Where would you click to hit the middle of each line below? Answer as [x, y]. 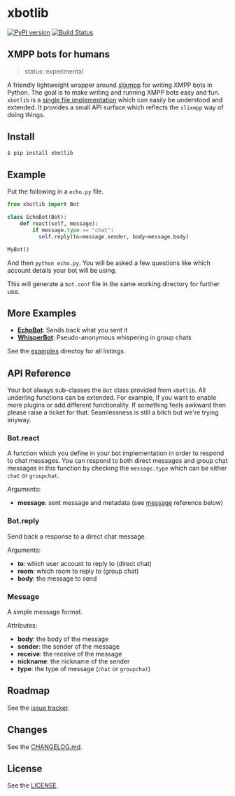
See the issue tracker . [38, 708]
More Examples [42, 313]
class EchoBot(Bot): [37, 217]
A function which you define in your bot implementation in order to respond [116, 453]
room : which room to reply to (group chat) [78, 571]
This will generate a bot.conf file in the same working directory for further [114, 284]
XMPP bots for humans [59, 54]
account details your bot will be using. [62, 270]
